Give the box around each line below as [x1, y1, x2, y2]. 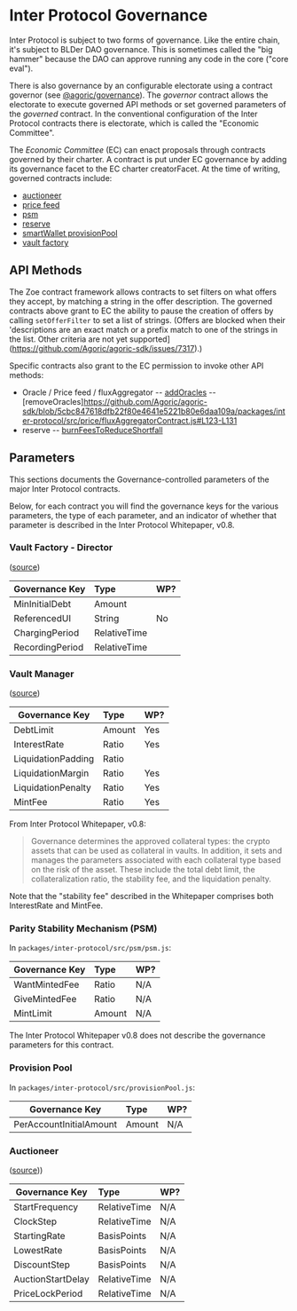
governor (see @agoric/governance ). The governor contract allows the [9, 90, 269, 100]
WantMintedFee [13, 978, 80, 991]
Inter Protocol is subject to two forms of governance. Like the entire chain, [9, 35, 281, 45]
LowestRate [13, 1244, 63, 1257]
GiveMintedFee [13, 993, 77, 1006]
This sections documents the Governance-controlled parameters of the [9, 474, 270, 485]
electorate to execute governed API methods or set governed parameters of [9, 99, 286, 109]
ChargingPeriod [13, 627, 80, 639]
